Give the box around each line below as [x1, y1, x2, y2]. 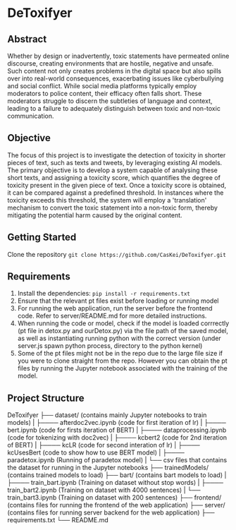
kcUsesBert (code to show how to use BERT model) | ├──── [7, 448, 185, 457]
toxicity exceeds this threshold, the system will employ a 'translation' [7, 195, 207, 204]
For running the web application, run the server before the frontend [17, 304, 213, 313]
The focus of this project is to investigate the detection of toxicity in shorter [7, 150, 226, 159]
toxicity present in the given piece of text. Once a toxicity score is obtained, [7, 181, 227, 189]
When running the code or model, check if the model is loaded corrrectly [17, 319, 230, 327]
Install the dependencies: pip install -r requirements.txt [17, 289, 190, 298]
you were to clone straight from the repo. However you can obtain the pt [17, 356, 228, 365]
